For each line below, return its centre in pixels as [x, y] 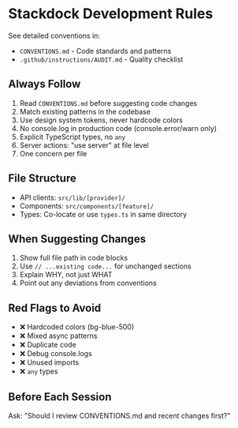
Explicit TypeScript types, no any [73, 137]
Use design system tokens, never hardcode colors [101, 120]
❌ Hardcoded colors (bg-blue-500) [77, 327]
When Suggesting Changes [77, 239]
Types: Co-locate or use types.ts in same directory [103, 214]
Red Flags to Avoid [55, 308]
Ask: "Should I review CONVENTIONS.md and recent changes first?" [119, 416]
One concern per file [53, 153]
